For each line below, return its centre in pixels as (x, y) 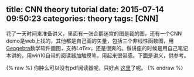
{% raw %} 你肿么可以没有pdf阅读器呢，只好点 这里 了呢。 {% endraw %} (95, 68)
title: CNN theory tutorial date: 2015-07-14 (85, 10)
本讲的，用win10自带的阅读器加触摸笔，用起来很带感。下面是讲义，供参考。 (98, 55)
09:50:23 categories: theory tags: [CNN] (82, 19)
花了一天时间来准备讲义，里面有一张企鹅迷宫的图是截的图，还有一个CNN (94, 33)
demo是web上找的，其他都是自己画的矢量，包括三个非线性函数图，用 (90, 41)
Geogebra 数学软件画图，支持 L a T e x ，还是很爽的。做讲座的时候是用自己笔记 (97, 48)
